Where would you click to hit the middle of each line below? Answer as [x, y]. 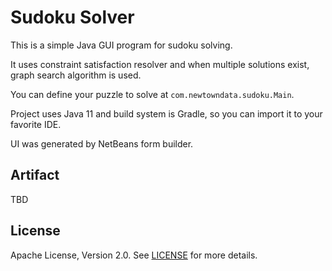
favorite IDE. [36, 124]
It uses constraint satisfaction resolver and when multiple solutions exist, [160, 64]
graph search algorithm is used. [76, 75]
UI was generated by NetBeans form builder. [102, 143]
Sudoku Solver [72, 17]
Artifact [35, 175]
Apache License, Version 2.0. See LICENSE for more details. [134, 255]
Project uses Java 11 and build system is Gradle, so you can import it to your [166, 113]
